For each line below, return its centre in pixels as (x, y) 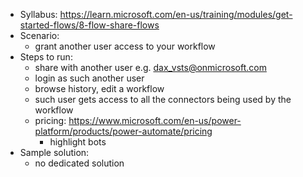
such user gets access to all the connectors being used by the (163, 99)
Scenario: (39, 35)
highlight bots (78, 142)
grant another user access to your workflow (125, 46)
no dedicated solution (79, 163)
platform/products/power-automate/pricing (123, 131)
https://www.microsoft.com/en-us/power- (155, 120)
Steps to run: (46, 57)
